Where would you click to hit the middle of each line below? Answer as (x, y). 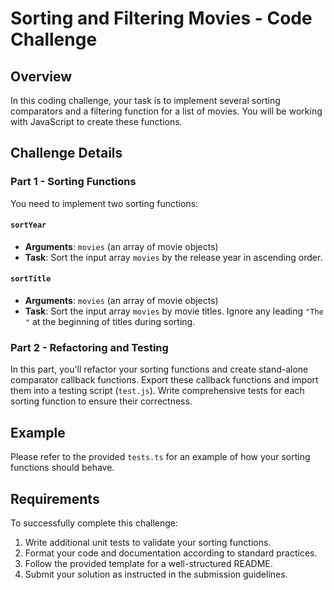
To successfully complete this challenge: (94, 523)
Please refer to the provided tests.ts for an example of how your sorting (160, 457)
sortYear (28, 225)
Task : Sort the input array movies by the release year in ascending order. (173, 257)
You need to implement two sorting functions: (104, 203)
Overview (41, 76)
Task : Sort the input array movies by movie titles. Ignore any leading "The (174, 311)
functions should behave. (62, 468)
